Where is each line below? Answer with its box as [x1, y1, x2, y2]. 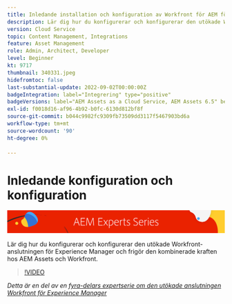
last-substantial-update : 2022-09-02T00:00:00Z [7, 83, 147, 91]
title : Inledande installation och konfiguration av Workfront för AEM [7, 11, 217, 18]
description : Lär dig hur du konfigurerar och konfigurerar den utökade [7, 18, 221, 26]
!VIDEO [23, 267, 45, 276]
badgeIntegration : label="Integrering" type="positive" [7, 91, 171, 98]
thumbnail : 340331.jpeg [7, 69, 76, 76]
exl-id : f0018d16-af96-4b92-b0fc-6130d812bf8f [7, 105, 144, 113]
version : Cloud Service [7, 26, 76, 32]
